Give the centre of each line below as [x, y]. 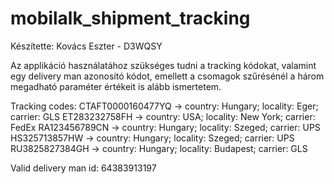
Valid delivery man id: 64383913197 [83, 168]
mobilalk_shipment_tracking [130, 18]
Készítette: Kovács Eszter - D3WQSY [86, 46]
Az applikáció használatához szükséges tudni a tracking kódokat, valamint [163, 65]
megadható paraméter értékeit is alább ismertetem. [116, 86]
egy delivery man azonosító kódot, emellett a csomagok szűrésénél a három [167, 76]
